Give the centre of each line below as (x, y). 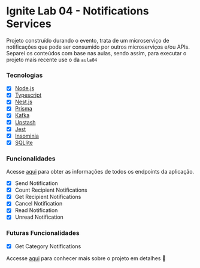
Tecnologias (25, 75)
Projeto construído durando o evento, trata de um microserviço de (88, 40)
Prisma (24, 109)
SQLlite (24, 142)
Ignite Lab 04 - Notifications (78, 11)
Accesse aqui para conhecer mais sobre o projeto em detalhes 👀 (86, 258)
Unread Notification (39, 217)
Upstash (25, 122)
